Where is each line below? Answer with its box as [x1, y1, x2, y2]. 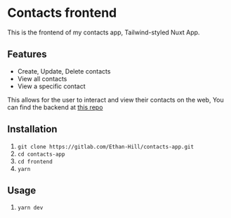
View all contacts [17, 74, 67, 83]
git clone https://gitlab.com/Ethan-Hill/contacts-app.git [17, 143, 194, 150]
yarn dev [17, 205, 44, 212]
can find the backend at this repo [7, 103, 103, 111]
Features [7, 48, 47, 60]
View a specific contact [17, 82, 86, 90]
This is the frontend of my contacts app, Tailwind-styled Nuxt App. [7, 28, 200, 36]
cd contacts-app [17, 151, 65, 158]
